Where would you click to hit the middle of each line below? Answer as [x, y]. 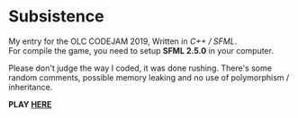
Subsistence [56, 17]
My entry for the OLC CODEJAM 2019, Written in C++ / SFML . [123, 41]
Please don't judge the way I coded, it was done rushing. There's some [140, 68]
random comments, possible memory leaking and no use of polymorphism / [149, 77]
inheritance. [31, 87]
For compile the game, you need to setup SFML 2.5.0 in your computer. [141, 50]
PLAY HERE [30, 104]
